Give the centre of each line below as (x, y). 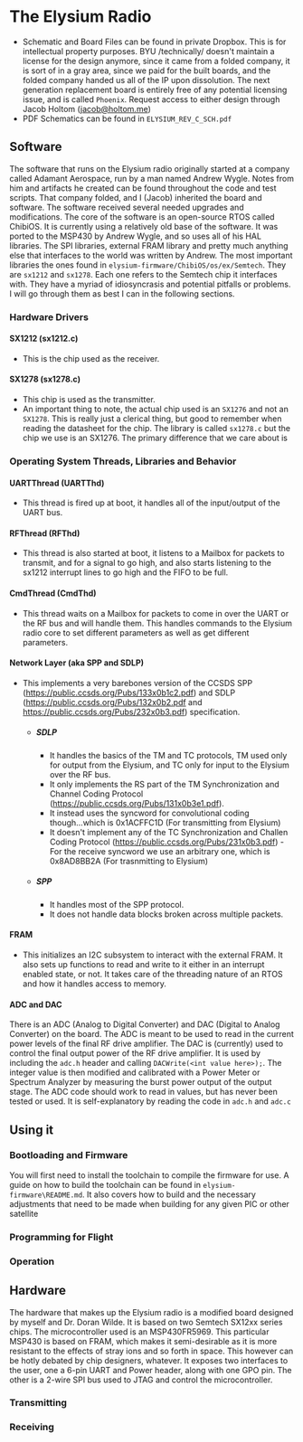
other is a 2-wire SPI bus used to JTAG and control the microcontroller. (141, 1380)
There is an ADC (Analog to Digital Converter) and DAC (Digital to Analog (145, 1024)
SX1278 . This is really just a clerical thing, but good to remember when (152, 419)
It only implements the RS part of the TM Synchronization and (164, 784)
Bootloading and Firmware (69, 1155)
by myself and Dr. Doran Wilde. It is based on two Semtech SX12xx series (146, 1322)
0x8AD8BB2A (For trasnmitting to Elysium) (129, 861)
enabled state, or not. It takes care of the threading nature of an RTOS (152, 974)
